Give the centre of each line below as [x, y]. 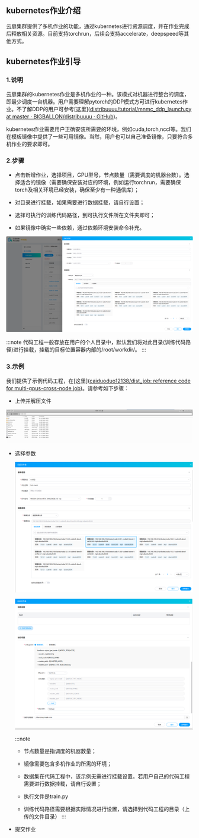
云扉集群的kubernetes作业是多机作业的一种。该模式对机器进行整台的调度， [98, 94]
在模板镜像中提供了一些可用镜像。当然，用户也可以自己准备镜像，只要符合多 [99, 136]
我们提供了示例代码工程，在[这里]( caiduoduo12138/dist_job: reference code [98, 381]
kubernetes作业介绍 [44, 11]
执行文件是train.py [46, 796]
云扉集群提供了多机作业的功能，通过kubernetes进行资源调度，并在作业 [93, 26]
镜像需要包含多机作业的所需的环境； [68, 764]
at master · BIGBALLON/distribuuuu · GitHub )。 [63, 116]
